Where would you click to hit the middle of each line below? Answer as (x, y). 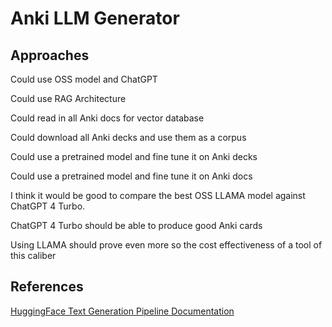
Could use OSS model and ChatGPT (84, 79)
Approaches (50, 55)
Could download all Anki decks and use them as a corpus (128, 137)
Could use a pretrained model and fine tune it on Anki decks (134, 156)
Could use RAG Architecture (68, 98)
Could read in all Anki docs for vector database (107, 118)
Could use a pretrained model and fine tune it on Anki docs (131, 176)
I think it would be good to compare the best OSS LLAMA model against (158, 195)
